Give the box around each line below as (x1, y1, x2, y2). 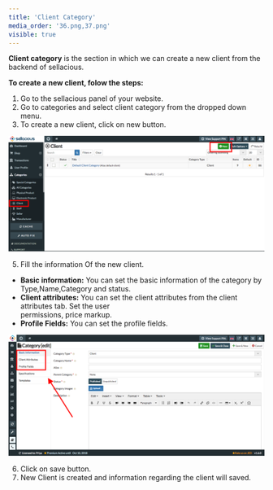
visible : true (8, 30, 57, 38)
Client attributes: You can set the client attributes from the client (19, 292, 238, 302)
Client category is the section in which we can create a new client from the (8, 54, 261, 63)
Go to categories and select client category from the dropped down (19, 103, 247, 112)
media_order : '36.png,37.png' (8, 21, 111, 30)
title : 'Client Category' (8, 13, 96, 21)
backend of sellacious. (8, 62, 84, 72)
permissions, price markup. (19, 309, 112, 319)
